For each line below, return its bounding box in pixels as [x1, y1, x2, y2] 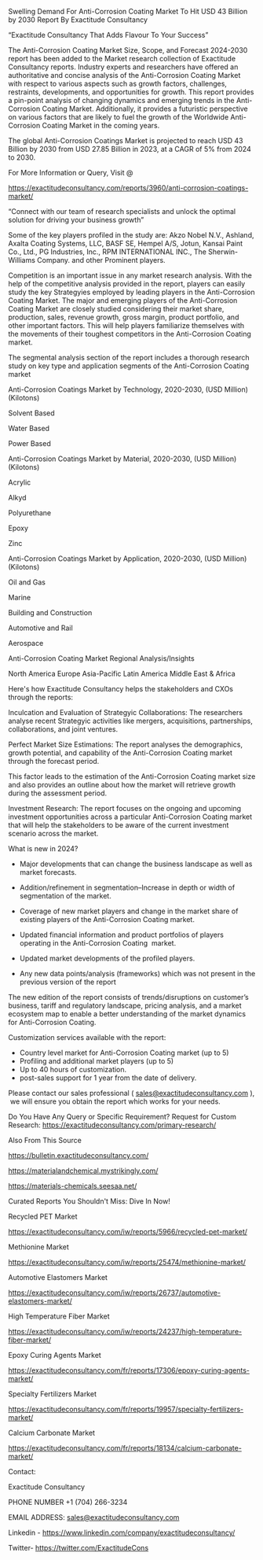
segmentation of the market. [19, 891, 111, 900]
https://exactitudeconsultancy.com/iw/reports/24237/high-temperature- [8, 1327, 243, 1336]
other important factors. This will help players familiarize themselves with [8, 321, 245, 330]
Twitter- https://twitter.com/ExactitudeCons [8, 1543, 149, 1552]
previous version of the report [19, 977, 116, 987]
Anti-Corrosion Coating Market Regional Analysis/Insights [8, 654, 195, 663]
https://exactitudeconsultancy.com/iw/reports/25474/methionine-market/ [8, 1258, 246, 1267]
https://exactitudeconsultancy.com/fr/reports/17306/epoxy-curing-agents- [8, 1366, 250, 1375]
